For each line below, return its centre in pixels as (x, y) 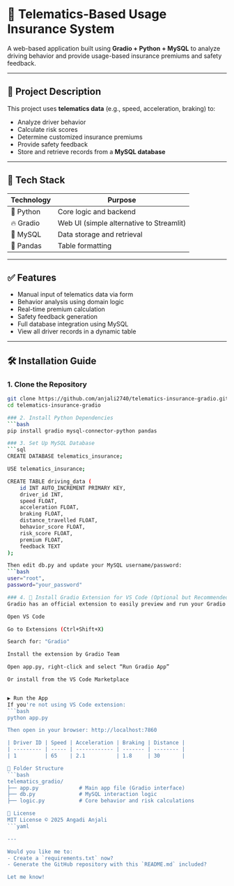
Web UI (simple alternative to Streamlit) (122, 223)
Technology (31, 200)
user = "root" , (26, 578)
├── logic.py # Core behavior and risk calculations (101, 801)
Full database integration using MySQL (73, 324)
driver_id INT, (42, 495)
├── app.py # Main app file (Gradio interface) (96, 788)
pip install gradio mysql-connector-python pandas (82, 431)
